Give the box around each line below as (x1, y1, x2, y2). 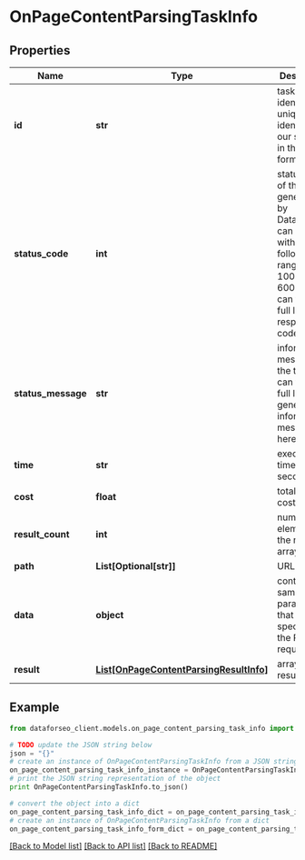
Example (9, 700, 60, 715)
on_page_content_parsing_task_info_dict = (9, 807, 172, 816)
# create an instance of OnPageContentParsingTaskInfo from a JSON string (9, 757, 299, 766)
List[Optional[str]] (95, 560, 176, 572)
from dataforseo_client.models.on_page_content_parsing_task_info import (9, 724, 295, 733)
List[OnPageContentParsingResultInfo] (95, 664, 269, 675)
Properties (9, 43, 71, 58)
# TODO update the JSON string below (9, 740, 152, 749)
